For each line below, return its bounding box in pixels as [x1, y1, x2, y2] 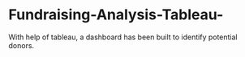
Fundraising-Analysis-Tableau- [8, 6, 224, 24]
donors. [8, 40, 35, 50]
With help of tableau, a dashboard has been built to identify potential [8, 32, 238, 42]
